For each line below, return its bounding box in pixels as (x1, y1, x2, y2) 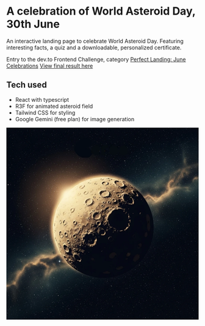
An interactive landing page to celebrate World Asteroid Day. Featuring (6, 37, 184, 44)
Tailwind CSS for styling (15, 108, 76, 116)
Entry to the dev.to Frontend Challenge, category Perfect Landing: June (6, 55, 186, 63)
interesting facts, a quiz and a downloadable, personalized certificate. (6, 44, 182, 51)
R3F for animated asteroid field (15, 102, 93, 110)
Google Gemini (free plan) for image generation (15, 115, 135, 122)
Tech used (6, 80, 47, 90)
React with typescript (15, 96, 69, 103)
